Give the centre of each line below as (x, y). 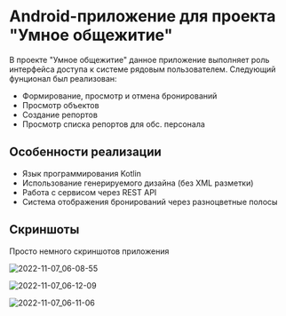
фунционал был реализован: (63, 78)
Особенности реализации (85, 152)
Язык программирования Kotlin (82, 173)
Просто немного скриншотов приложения (89, 251)
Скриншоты (44, 229)
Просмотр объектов (60, 105)
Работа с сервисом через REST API (89, 192)
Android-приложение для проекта (143, 16)
